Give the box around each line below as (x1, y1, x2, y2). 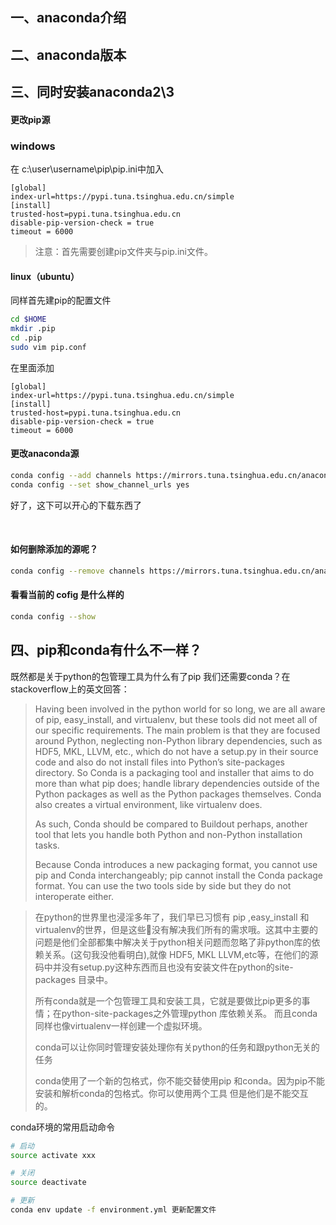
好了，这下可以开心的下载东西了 (10, 499, 142, 511)
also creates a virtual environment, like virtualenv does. (34, 798, 263, 810)
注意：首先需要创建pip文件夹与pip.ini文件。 (34, 246, 213, 258)
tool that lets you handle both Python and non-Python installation (34, 828, 303, 840)
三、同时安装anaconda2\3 (10, 84, 175, 101)
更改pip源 (10, 113, 51, 125)
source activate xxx (10, 1150, 97, 1160)
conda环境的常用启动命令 (10, 1121, 116, 1133)
